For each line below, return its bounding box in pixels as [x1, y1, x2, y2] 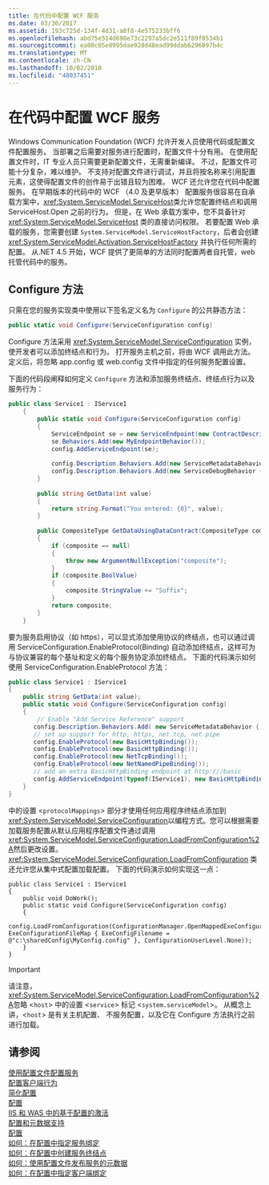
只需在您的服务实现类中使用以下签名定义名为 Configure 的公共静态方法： [8, 306, 248, 315]
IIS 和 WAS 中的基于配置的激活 [8, 1108, 109, 1118]
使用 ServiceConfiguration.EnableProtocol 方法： [8, 662, 170, 672]
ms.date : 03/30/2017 [8, 19, 78, 27]
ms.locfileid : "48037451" [8, 71, 94, 79]
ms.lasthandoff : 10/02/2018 [8, 64, 102, 72]
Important [8, 964, 41, 974]
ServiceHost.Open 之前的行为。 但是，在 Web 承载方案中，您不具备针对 [8, 206, 246, 217]
